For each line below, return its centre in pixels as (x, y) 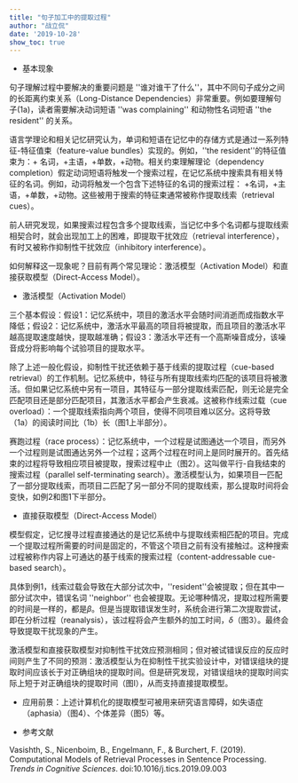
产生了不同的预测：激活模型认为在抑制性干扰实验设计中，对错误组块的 (153, 661)
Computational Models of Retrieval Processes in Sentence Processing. (138, 759)
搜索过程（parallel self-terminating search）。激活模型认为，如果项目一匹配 (146, 475)
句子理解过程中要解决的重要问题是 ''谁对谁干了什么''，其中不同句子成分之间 (147, 87)
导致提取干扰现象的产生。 (56, 631)
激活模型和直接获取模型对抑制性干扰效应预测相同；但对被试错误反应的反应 (145, 650)
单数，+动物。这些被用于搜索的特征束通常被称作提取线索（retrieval (152, 195)
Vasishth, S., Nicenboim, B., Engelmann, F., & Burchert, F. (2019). (128, 750)
